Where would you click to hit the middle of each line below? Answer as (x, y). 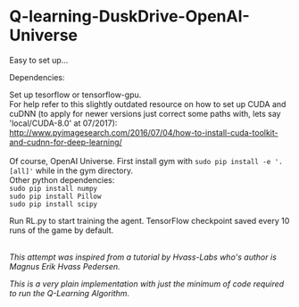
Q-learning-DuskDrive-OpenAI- (129, 17)
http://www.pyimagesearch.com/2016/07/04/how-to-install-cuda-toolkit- (144, 132)
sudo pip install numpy (54, 188)
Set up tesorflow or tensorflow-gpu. (75, 95)
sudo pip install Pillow (55, 196)
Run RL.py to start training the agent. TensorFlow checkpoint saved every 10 (149, 220)
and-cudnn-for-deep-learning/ (66, 142)
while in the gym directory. (84, 170)
